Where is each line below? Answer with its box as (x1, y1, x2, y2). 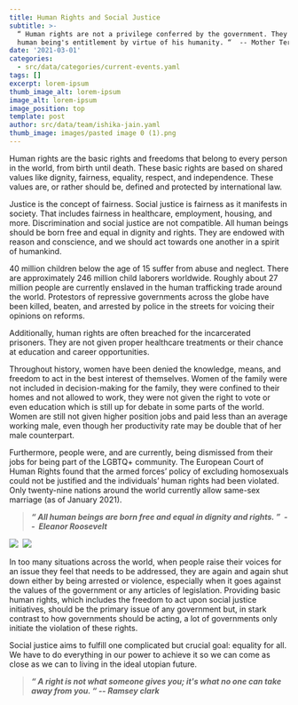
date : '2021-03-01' (9, 46, 82, 55)
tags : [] (9, 71, 42, 80)
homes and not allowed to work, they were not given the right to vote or (9, 392, 271, 403)
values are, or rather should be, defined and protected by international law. (9, 181, 282, 192)
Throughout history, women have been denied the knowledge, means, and (9, 364, 281, 374)
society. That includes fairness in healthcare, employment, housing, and (9, 208, 272, 219)
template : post (9, 112, 66, 121)
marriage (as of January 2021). (9, 494, 122, 505)
